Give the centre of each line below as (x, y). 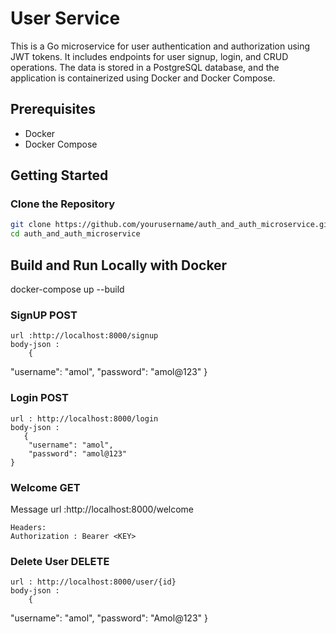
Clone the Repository (63, 204)
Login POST (39, 398)
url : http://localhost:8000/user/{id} (93, 582)
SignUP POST (44, 315)
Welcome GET (45, 487)
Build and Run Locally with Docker (119, 265)
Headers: (28, 527)
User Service (65, 18)
